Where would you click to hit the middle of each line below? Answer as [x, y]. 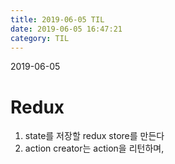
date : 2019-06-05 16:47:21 [66, 29]
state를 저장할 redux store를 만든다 [94, 136]
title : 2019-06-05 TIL [57, 19]
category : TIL [40, 38]
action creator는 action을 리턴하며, [94, 148]
